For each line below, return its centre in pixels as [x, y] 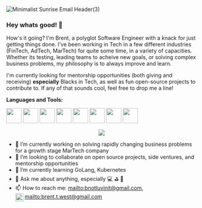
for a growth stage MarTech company [62, 151]
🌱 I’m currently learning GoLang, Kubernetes [70, 170]
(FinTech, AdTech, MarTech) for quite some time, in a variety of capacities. [99, 51]
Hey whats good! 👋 [34, 25]
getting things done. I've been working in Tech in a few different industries [99, 45]
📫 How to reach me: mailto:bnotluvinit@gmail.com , [79, 188]
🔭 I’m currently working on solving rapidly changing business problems [103, 144]
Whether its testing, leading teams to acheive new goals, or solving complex [101, 57]
